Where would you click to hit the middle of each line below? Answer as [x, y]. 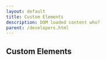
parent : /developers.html [37, 28]
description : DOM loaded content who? [53, 22]
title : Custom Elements [35, 17]
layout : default [26, 11]
